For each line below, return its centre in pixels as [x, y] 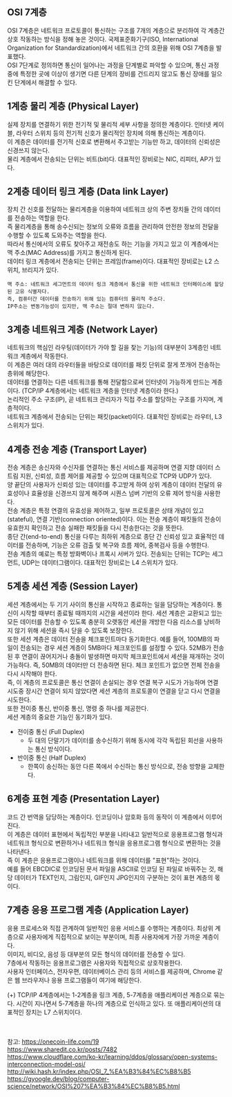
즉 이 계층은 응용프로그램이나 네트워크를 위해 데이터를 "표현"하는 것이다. [104, 860]
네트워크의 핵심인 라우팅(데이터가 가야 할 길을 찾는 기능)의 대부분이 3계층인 [108, 348]
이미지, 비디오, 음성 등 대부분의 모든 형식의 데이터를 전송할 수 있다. [96, 954]
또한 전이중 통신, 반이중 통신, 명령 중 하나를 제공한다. [78, 708]
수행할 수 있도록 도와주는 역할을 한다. [57, 235]
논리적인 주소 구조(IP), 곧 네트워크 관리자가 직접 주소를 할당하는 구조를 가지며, [112, 400]
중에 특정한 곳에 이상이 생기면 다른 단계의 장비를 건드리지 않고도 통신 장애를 [108, 73]
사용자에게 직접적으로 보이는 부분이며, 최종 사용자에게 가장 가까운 [113, 936]
